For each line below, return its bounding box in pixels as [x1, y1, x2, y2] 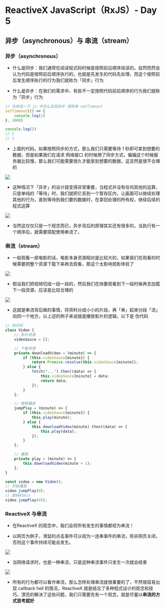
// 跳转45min [5, 493, 31, 498]
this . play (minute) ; [31, 415, 72, 420]
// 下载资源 [14, 346, 36, 351]
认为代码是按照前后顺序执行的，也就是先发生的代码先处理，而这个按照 [12, 71, 156, 77]
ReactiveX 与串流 [5, 510, 47, 517]
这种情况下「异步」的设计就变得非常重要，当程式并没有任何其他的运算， [12, 184, 160, 190]
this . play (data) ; [40, 429, 77, 434]
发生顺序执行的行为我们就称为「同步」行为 [16, 77, 104, 83]
